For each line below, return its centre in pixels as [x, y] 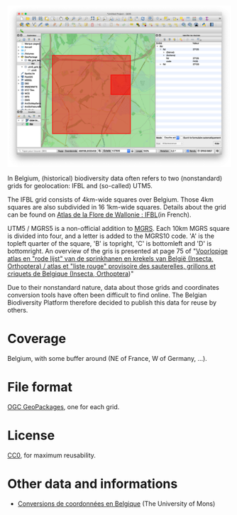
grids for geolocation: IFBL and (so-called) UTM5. [80, 186]
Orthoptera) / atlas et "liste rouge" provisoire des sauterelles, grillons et [112, 266]
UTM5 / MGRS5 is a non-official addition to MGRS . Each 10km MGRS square [118, 229]
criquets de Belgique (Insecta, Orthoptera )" [71, 274]
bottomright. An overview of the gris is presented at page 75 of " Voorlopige [118, 251]
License [31, 436]
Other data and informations [93, 484]
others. [18, 310]
